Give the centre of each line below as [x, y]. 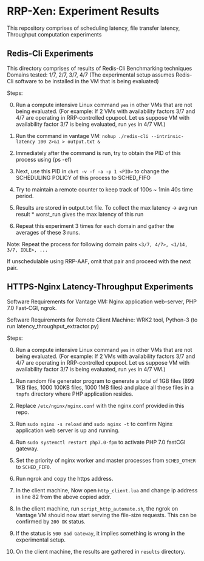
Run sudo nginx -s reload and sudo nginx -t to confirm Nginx [94, 424]
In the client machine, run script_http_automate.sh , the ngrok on [97, 508]
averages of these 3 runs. [48, 232]
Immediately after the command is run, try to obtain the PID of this [98, 153]
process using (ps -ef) [44, 159]
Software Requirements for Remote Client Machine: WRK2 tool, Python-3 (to [102, 320]
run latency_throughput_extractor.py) [53, 326]
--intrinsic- [167, 136]
